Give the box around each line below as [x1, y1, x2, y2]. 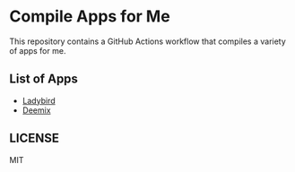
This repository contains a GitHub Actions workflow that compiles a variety [9, 36, 287, 47]
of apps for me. [9, 45, 66, 56]
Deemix [22, 105, 51, 116]
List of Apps [9, 72, 79, 87]
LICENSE [9, 131, 60, 146]
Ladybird [22, 95, 56, 106]
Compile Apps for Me [9, 6, 170, 27]
